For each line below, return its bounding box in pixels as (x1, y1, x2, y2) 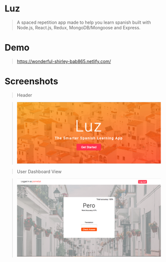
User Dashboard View (16, 168, 62, 174)
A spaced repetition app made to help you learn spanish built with (16, 19, 152, 25)
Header (16, 92, 33, 98)
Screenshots (4, 76, 58, 87)
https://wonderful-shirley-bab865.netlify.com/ (16, 58, 111, 64)
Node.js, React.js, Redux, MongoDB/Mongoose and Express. (16, 24, 141, 30)
